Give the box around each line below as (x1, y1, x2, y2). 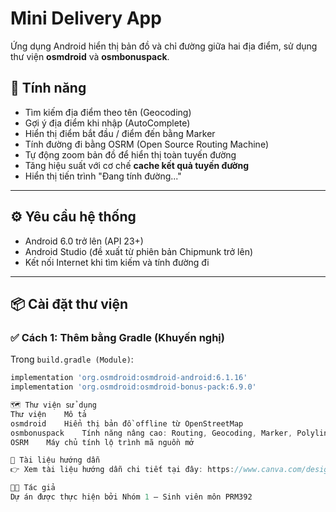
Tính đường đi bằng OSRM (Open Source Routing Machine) (24, 138, 269, 150)
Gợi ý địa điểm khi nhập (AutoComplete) (24, 117, 191, 129)
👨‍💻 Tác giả (10, 483, 56, 493)
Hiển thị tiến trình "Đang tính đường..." (24, 170, 182, 182)
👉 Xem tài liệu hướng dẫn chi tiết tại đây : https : (10, 465, 235, 475)
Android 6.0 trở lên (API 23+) (24, 235, 144, 247)
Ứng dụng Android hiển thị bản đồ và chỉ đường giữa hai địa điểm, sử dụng (10, 40, 318, 52)
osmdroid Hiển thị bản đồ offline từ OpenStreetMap (10, 418, 244, 429)
